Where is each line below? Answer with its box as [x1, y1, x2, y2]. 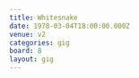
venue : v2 [9, 30, 47, 39]
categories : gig [9, 38, 70, 48]
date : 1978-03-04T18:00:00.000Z [9, 22, 130, 30]
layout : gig [9, 55, 54, 64]
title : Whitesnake [9, 13, 78, 22]
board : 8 [9, 47, 42, 56]
